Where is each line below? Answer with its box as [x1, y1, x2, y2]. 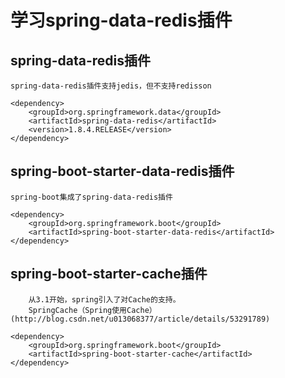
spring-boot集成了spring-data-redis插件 [10, 192, 173, 202]
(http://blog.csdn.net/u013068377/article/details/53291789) [10, 314, 271, 324]
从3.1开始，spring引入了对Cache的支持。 [28, 294, 181, 305]
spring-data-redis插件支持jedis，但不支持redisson [10, 81, 212, 91]
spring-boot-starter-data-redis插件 [10, 163, 235, 180]
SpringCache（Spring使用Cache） [28, 305, 157, 315]
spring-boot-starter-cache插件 [10, 266, 208, 283]
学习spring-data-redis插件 [10, 9, 233, 32]
